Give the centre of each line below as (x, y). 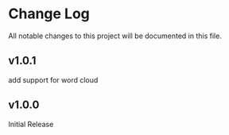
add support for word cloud (53, 79)
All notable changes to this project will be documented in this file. (115, 36)
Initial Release (31, 124)
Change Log (49, 14)
